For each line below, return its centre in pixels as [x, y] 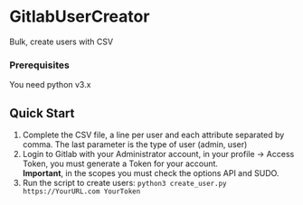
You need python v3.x [50, 85]
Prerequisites [39, 65]
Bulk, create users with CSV [62, 42]
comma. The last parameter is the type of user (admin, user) [135, 144]
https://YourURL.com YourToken [81, 191]
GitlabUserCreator [80, 17]
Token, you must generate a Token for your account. [120, 163]
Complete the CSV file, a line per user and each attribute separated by [153, 135]
